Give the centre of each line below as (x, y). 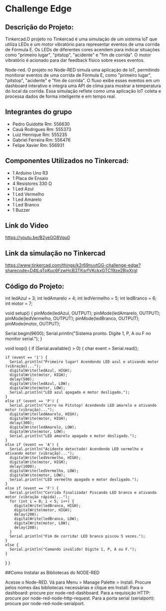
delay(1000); (23, 466)
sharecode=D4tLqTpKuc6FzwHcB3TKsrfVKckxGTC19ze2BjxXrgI (71, 271)
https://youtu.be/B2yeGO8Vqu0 (38, 238)
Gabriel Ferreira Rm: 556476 (41, 140)
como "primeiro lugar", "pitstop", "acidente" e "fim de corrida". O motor (78, 55)
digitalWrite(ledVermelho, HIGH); (45, 458)
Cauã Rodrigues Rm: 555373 (42, 129)
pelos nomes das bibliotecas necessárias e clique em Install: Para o (74, 588)
